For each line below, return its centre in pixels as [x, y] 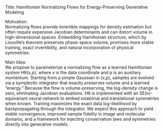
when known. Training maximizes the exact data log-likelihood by [71, 104]
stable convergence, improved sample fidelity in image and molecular [75, 114]
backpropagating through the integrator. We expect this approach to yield [79, 109]
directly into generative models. [37, 124]
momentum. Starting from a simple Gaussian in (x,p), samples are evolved [80, 78]
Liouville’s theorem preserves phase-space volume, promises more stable [80, 42]
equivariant [16, 98]
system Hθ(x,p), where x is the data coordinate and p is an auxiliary [73, 72]
